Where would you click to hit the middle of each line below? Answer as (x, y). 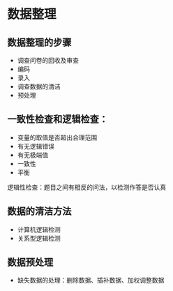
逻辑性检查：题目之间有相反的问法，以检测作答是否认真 (86, 187)
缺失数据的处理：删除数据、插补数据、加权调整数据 (91, 281)
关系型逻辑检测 (39, 238)
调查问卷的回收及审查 (48, 60)
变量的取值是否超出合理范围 (57, 137)
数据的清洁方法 (39, 211)
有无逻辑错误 (36, 146)
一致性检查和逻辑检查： (58, 119)
